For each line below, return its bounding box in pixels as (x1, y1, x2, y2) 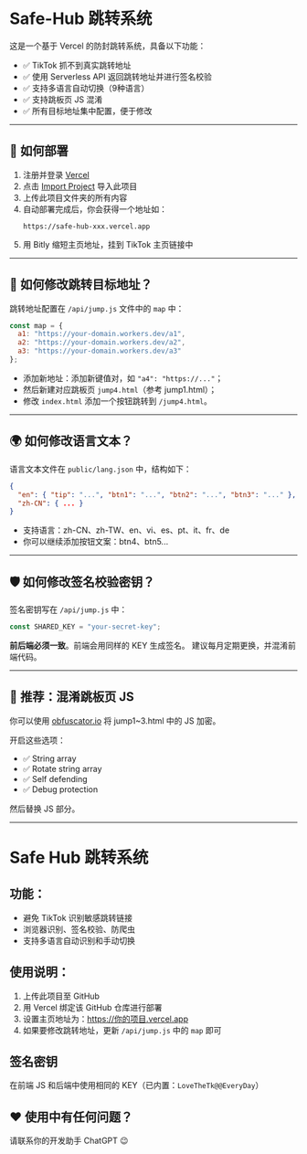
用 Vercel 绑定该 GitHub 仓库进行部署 (22, 1001, 163, 1012)
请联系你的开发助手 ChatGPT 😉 (9, 1135, 129, 1147)
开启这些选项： (9, 735, 66, 746)
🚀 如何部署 (9, 143, 69, 159)
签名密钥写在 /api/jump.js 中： (9, 604, 128, 615)
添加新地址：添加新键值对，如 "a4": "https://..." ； (22, 372, 224, 384)
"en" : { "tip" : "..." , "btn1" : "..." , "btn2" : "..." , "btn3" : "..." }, (17, 490, 297, 499)
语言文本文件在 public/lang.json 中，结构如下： (9, 463, 192, 474)
